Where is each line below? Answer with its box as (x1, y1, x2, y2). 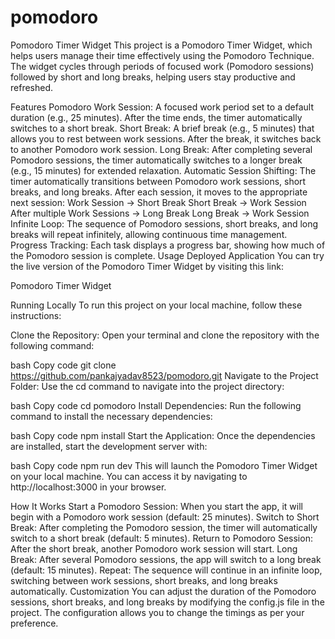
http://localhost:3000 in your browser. (10, 481, 167, 493)
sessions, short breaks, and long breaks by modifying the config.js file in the (10, 596, 325, 608)
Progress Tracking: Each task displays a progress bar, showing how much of (10, 239, 326, 251)
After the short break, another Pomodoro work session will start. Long (10, 542, 298, 555)
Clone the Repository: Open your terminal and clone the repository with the (10, 329, 320, 341)
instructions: (10, 309, 62, 321)
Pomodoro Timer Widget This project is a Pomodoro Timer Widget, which (10, 39, 313, 51)
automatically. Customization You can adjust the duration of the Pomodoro (10, 585, 317, 597)
